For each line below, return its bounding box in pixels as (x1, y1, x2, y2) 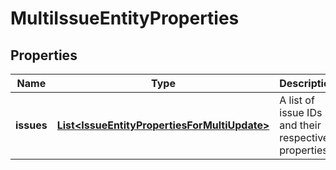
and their (279, 118, 322, 132)
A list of (279, 93, 315, 107)
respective (279, 131, 330, 144)
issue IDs (279, 106, 323, 119)
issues (15, 118, 48, 132)
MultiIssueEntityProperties (10, 7, 240, 30)
